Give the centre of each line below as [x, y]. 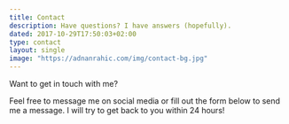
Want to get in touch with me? [63, 84]
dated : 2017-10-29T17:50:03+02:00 [73, 34]
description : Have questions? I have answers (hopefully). [121, 26]
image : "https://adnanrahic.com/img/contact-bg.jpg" [109, 58]
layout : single [37, 50]
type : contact [35, 42]
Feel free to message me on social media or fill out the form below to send [145, 101]
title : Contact [37, 17]
